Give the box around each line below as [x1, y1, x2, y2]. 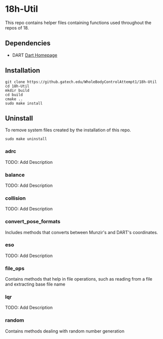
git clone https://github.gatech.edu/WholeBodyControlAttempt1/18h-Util [5, 79, 157, 84]
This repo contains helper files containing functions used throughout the [5, 20, 152, 26]
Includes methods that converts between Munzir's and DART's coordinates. [5, 229, 158, 235]
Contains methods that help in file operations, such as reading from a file [5, 276, 153, 282]
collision [5, 195, 26, 202]
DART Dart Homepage [12, 52, 57, 58]
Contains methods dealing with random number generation [5, 328, 125, 334]
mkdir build [5, 88, 29, 93]
